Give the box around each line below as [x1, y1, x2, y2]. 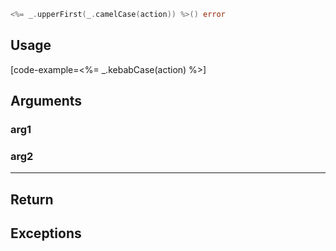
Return [10, 191, 54, 208]
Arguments [10, 93, 83, 110]
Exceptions [10, 225, 82, 242]
